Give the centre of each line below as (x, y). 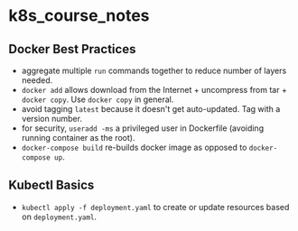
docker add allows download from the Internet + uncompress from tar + (154, 90)
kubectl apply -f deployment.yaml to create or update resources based (155, 207)
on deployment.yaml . (59, 217)
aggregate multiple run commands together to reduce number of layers (154, 70)
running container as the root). (78, 138)
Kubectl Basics (51, 185)
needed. (37, 80)
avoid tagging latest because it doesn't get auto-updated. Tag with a (151, 109)
